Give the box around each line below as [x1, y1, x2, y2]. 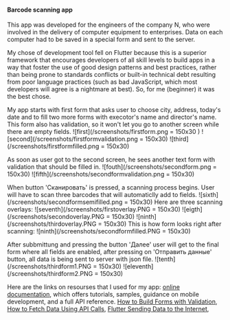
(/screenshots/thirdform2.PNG [7, 270, 93, 278]
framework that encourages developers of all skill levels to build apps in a [7, 56, 215, 65]
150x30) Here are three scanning [129, 198, 223, 206]
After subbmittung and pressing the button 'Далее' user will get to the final [7, 240, 220, 249]
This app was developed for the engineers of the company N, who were [7, 21, 211, 29]
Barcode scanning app [7, 5, 73, 14]
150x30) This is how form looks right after [103, 220, 222, 228]
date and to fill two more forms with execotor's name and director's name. [7, 113, 217, 122]
